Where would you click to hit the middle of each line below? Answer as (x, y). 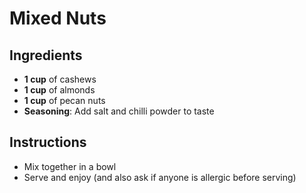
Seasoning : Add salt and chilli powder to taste (119, 111)
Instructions (48, 142)
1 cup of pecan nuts (64, 100)
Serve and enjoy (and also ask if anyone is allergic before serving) (160, 177)
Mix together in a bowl (70, 166)
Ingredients (46, 55)
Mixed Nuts (58, 18)
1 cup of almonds (59, 90)
